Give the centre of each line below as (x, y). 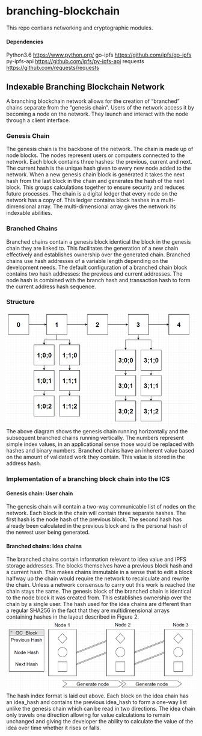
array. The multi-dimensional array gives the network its (107, 206)
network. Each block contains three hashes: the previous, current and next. (99, 162)
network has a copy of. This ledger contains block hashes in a (83, 200)
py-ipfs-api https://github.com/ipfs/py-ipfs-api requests (75, 61)
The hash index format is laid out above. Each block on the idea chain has (97, 696)
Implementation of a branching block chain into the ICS (88, 478)
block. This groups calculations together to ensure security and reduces (96, 187)
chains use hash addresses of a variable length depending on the (87, 261)
